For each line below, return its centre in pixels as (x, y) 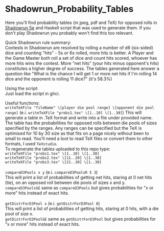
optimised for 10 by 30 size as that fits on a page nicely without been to (77, 133)
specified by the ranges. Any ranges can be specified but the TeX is (73, 128)
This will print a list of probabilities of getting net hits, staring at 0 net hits (79, 177)
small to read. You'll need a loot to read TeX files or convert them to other (79, 139)
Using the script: (22, 88)
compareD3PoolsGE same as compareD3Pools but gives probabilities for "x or (79, 187)
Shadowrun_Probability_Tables (69, 9)
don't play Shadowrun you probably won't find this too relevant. (69, 33)
